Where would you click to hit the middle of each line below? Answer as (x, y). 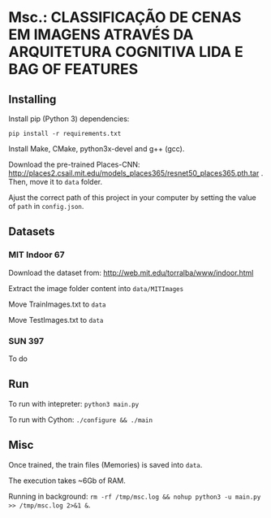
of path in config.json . (46, 206)
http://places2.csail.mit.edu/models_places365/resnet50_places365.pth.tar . (136, 173)
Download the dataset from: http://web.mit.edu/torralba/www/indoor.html (131, 272)
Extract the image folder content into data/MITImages (96, 288)
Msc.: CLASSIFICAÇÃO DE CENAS (125, 17)
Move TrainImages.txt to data (57, 304)
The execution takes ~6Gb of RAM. (67, 481)
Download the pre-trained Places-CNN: (74, 164)
